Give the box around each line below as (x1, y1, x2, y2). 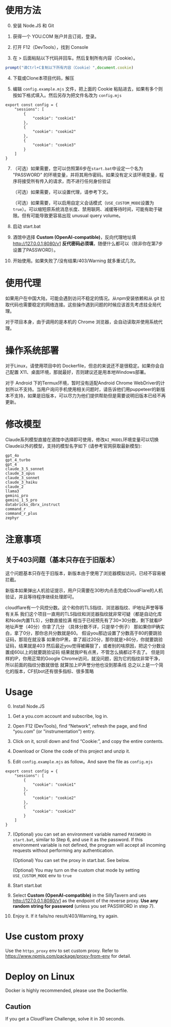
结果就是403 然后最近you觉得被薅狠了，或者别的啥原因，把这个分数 (18, 643, 161, 649)
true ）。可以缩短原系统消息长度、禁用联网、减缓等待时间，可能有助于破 (12, 206, 163, 212)
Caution (5, 1002, 32, 1011)
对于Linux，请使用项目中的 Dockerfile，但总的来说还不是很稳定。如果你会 (5, 363, 160, 369)
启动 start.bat (12, 223, 41, 229)
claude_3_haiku (5, 480, 38, 485)
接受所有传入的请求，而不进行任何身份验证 (21, 178, 111, 184)
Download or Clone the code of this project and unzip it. (12, 748, 131, 754)
